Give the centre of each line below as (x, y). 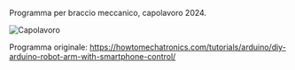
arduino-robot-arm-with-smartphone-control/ (93, 56)
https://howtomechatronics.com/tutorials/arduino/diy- (188, 47)
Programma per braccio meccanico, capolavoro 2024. (108, 13)
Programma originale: (49, 47)
